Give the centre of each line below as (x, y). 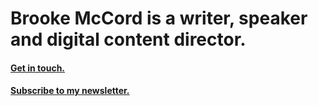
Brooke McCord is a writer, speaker (159, 18)
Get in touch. (38, 68)
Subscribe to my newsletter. (70, 91)
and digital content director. (128, 39)
